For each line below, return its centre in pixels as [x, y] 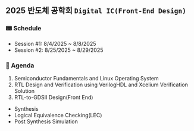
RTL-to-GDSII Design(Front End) [54, 97]
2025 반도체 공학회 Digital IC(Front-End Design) [96, 11]
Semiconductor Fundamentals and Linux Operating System [86, 78]
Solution [24, 91]
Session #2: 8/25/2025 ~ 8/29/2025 [59, 50]
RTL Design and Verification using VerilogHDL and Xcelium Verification [101, 85]
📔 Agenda [20, 65]
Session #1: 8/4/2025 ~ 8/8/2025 [55, 43]
